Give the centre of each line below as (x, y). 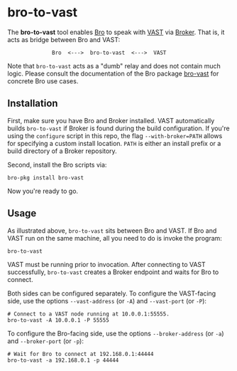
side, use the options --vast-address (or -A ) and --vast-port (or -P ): (107, 301)
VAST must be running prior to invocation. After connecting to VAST (106, 264)
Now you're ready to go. (43, 191)
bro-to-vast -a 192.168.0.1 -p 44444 (63, 360)
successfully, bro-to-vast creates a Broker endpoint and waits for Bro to (113, 272)
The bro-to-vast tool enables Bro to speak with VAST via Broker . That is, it (116, 32)
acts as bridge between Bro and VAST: (64, 39)
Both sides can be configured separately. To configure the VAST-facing (112, 293)
